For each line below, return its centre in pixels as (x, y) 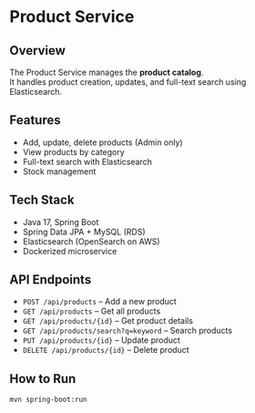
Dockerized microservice (70, 251)
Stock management (59, 171)
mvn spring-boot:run (49, 400)
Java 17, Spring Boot (61, 222)
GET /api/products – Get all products (92, 311)
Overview (38, 51)
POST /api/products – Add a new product (100, 302)
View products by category (73, 151)
